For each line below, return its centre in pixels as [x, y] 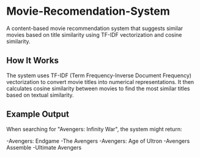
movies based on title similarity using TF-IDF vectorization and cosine [94, 34]
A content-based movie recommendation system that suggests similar [95, 28]
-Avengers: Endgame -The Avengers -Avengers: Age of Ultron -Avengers [98, 141]
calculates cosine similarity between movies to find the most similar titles [98, 88]
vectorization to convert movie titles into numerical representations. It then [100, 82]
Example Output [38, 114]
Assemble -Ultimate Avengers [44, 147]
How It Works [33, 60]
